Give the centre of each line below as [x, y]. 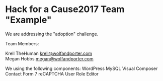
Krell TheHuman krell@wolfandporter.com [49, 53]
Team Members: [22, 43]
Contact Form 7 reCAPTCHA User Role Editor [52, 73]
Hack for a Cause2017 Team [65, 9]
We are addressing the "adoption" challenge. [52, 34]
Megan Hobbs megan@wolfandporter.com [50, 58]
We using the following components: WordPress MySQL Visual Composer [81, 68]
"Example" [28, 20]
